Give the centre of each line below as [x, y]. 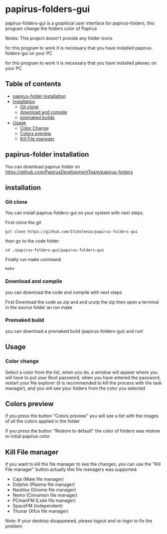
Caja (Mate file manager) [38, 479]
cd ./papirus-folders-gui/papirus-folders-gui [55, 250]
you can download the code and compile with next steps [64, 292]
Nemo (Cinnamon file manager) [45, 495]
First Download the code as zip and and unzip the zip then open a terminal [82, 302]
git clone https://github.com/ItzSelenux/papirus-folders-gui [71, 232]
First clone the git [23, 223]
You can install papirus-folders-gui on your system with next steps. [74, 213]
